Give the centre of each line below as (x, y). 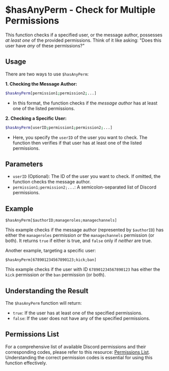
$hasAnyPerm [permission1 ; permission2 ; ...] (51, 93)
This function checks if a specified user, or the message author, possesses (84, 35)
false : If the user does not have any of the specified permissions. (81, 318)
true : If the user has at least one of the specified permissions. (77, 313)
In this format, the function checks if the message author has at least (85, 103)
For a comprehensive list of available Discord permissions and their (76, 347)
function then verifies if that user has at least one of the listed (77, 143)
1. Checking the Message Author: (41, 84)
